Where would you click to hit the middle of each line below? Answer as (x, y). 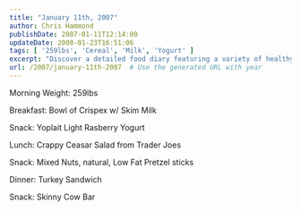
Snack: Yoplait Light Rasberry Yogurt (77, 127)
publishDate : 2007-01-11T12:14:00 (74, 34)
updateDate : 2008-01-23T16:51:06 (72, 42)
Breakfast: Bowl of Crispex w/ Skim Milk (83, 110)
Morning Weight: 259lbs (54, 93)
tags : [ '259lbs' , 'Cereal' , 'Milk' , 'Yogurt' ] (102, 51)
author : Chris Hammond (52, 26)
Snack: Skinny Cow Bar (52, 197)
